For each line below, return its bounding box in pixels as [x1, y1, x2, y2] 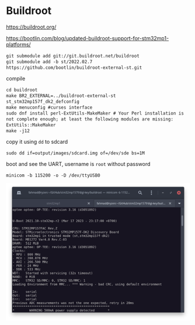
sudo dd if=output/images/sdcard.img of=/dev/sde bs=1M [6, 150, 145, 156]
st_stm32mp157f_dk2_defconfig [6, 98, 80, 105]
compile [6, 75, 26, 82]
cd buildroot [6, 87, 38, 93]
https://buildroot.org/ [6, 23, 57, 30]
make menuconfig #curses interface [6, 104, 93, 110]
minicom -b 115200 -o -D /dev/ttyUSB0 [6, 172, 100, 178]
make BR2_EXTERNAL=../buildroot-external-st [6, 92, 116, 99]
